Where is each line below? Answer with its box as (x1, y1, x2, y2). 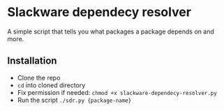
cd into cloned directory (17, 81, 86, 89)
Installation (7, 55, 57, 67)
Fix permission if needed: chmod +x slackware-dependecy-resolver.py (17, 88, 218, 96)
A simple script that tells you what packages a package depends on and (7, 27, 214, 36)
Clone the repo (17, 73, 61, 82)
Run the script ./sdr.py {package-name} (17, 96, 132, 104)
